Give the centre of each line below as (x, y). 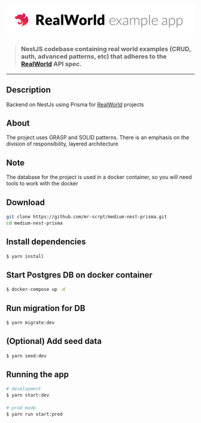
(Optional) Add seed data (54, 341)
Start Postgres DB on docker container (79, 275)
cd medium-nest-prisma (34, 223)
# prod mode (21, 408)
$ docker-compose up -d (36, 290)
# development (24, 389)
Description (28, 90)
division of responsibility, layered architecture (62, 144)
